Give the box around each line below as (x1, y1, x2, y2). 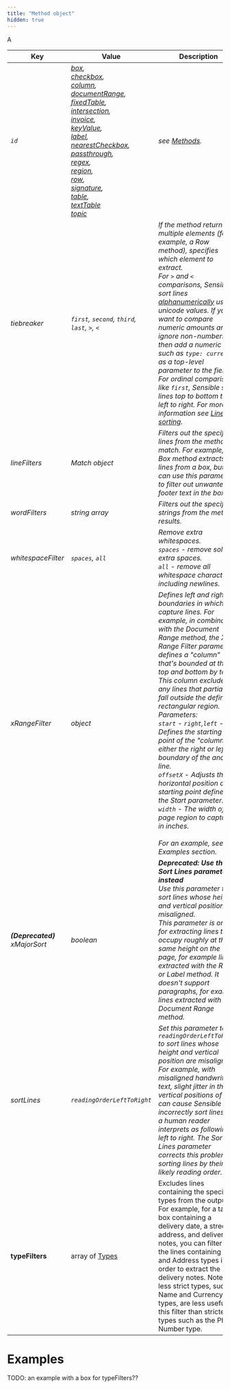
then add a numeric (158, 340, 222, 349)
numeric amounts (158, 323, 215, 332)
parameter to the (158, 365, 213, 375)
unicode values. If (158, 306, 216, 315)
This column (158, 676, 199, 685)
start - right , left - (158, 718, 224, 728)
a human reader (158, 1116, 210, 1125)
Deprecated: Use (158, 858, 214, 868)
